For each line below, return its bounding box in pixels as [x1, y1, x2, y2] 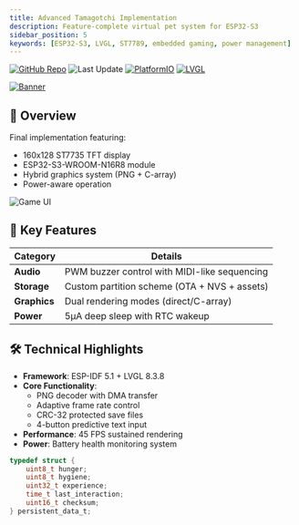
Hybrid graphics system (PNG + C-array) [22, 170, 177, 180]
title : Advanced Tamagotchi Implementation [9, 13, 178, 23]
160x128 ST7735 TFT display [22, 149, 131, 160]
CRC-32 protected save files [36, 409, 144, 420]
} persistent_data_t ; [9, 507, 92, 516]
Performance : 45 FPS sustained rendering [22, 428, 184, 439]
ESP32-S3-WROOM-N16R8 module [22, 160, 157, 170]
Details [150, 250, 182, 262]
